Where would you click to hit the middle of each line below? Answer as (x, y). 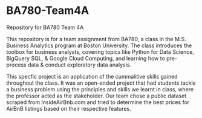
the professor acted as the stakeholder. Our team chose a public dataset (96, 96)
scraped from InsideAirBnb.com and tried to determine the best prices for (98, 102)
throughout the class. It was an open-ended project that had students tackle (101, 83)
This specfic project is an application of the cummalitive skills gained (92, 76)
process (16, 65)
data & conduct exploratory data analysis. (80, 65)
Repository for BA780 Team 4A (45, 27)
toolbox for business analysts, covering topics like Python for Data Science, (100, 51)
